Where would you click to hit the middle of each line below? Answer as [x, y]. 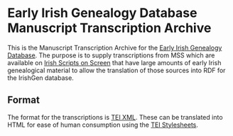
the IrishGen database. [41, 78]
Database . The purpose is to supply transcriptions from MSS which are [111, 55]
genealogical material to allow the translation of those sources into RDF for [116, 70]
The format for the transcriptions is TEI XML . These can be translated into [115, 117]
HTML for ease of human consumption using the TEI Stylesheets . [103, 125]
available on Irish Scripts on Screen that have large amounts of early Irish [114, 62]
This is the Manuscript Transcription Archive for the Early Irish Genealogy [115, 47]
